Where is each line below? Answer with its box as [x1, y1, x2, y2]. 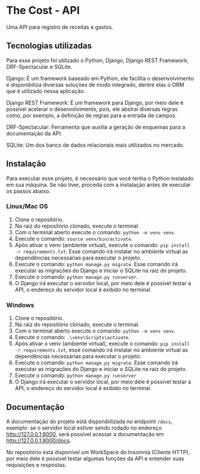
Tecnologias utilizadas [6, 41, 92, 51]
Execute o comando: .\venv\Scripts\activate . [14, 334, 130, 341]
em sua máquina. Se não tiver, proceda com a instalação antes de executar [6, 181, 191, 188]
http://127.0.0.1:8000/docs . [6, 437, 72, 444]
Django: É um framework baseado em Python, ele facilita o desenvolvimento [6, 74, 194, 81]
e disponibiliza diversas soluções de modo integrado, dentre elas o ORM [6, 81, 184, 88]
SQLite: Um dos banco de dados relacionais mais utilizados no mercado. [6, 141, 184, 149]
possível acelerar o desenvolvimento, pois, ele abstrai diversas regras [6, 105, 178, 113]
